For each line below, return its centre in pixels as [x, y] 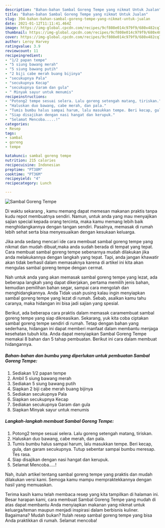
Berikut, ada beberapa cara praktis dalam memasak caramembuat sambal [80, 313]
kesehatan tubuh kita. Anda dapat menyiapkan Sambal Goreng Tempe [76, 334]
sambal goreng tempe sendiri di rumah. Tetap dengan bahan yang [72, 323]
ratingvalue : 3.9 [23, 46]
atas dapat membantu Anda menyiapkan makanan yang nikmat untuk [75, 504]
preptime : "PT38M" [24, 170]
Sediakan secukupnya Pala [40, 394]
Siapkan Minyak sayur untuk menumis [51, 409]
